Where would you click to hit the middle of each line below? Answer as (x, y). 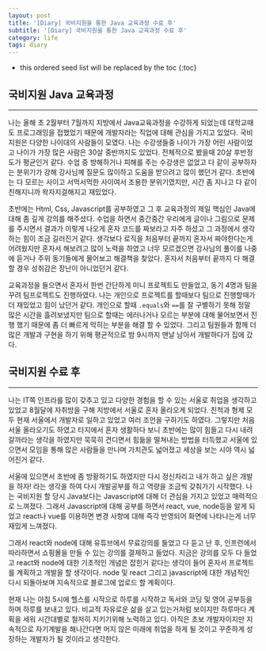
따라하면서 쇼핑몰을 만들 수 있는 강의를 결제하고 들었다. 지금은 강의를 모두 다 (125, 553)
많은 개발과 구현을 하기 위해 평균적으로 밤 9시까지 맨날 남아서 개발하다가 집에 (127, 335)
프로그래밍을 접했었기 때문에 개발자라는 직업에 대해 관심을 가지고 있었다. (127, 132)
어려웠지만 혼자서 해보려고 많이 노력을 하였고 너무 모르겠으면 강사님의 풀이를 (125, 248)
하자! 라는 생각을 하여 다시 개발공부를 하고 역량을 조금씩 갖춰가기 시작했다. (130, 486)
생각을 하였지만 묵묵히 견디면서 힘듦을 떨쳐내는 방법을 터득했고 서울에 (142, 439)
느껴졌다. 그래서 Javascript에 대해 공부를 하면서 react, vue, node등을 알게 (132, 506)
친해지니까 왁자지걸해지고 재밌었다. (62, 192)
